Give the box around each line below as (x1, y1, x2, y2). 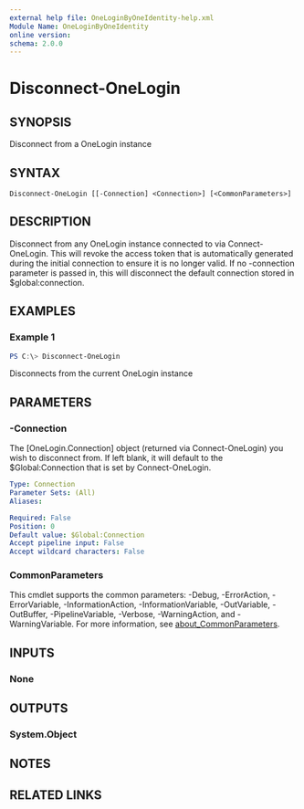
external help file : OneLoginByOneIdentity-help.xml (9, 13, 215, 23)
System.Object (9, 728, 78, 741)
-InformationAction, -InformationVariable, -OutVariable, (63, 599, 271, 610)
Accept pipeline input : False (9, 539, 125, 548)
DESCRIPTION (9, 214, 91, 229)
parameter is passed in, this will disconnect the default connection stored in (9, 267, 295, 278)
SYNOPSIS (9, 114, 72, 130)
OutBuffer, (9, 609, 48, 620)
